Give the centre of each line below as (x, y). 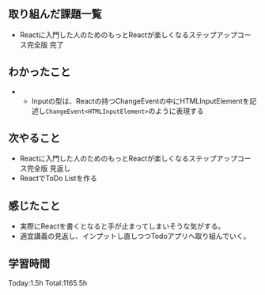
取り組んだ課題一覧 (55, 14)
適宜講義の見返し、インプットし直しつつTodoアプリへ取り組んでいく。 (135, 236)
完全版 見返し (49, 168)
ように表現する (180, 111)
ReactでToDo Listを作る (58, 178)
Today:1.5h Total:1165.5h (48, 283)
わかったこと (40, 72)
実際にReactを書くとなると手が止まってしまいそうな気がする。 (122, 226)
